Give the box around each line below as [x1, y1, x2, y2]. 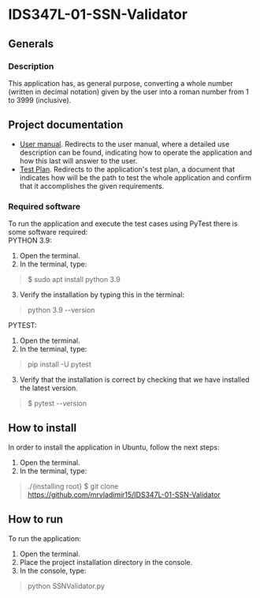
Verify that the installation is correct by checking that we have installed [19, 374, 250, 384]
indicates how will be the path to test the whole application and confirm [19, 172, 252, 182]
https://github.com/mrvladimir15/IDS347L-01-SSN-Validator [27, 490, 221, 499]
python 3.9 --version [27, 305, 95, 314]
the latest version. [19, 383, 79, 393]
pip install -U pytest [27, 359, 92, 369]
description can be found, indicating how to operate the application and [19, 148, 252, 157]
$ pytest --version [27, 398, 87, 408]
